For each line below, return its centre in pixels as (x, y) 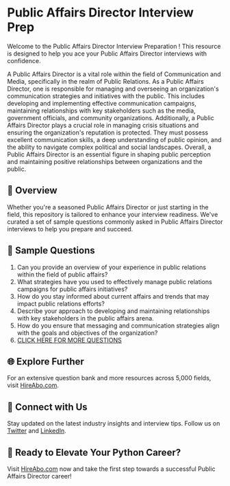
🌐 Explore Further (46, 361)
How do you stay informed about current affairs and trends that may (113, 296)
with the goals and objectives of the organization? (87, 333)
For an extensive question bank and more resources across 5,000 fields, (109, 378)
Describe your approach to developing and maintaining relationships (113, 311)
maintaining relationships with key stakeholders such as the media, (102, 111)
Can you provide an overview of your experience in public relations (112, 267)
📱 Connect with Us (47, 407)
